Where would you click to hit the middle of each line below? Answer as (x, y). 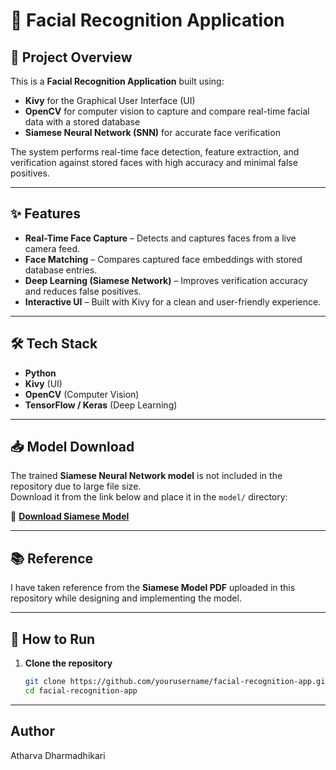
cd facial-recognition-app (81, 690)
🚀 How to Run (53, 639)
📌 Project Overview (71, 57)
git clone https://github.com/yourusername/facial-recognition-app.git (177, 682)
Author (32, 731)
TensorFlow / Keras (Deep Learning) (101, 405)
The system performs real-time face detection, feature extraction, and (155, 152)
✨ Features (45, 214)
